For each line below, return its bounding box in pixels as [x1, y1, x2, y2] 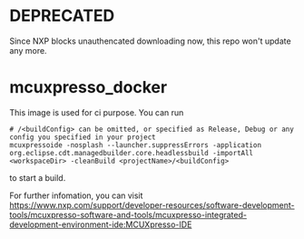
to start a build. [9, 172, 66, 183]
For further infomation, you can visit [9, 190, 143, 201]
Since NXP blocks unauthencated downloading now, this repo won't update [9, 35, 292, 46]
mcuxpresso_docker [9, 77, 168, 98]
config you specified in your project [9, 133, 156, 142]
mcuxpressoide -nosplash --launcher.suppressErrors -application [9, 140, 261, 150]
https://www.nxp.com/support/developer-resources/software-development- [9, 199, 295, 210]
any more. [9, 45, 47, 55]
